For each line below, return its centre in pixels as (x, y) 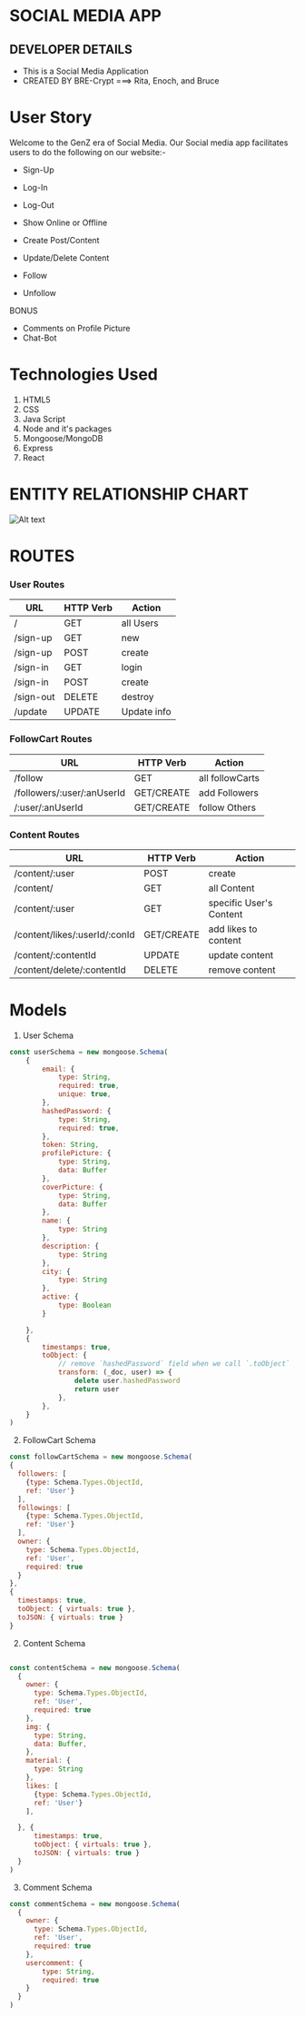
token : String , (71, 1145)
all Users (140, 623)
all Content (231, 888)
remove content (242, 970)
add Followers (228, 793)
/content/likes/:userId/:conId (74, 934)
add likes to (233, 929)
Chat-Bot (39, 338)
